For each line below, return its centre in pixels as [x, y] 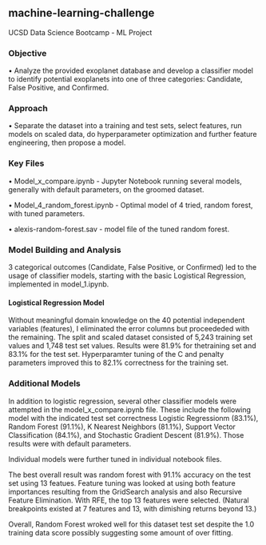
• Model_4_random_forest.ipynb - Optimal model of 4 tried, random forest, [131, 205]
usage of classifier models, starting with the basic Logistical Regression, [127, 276]
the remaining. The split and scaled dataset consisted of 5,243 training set [131, 337]
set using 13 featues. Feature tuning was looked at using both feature [122, 483]
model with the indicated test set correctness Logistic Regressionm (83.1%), [133, 418]
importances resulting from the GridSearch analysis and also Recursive [125, 491]
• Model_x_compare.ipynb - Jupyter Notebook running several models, [125, 181]
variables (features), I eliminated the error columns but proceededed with [129, 329]
